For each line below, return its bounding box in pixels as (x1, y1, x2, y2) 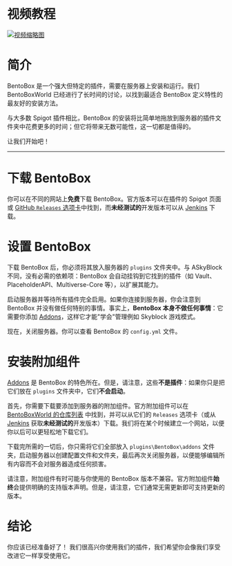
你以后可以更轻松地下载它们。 (7, 427, 92, 436)
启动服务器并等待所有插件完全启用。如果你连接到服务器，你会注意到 (7, 295, 201, 303)
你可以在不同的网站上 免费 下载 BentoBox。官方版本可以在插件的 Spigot (7, 195, 208, 203)
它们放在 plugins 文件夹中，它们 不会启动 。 (7, 387, 129, 395)
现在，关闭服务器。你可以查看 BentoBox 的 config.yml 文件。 (7, 327, 182, 335)
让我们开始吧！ (7, 136, 50, 145)
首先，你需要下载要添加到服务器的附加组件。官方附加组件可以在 (7, 401, 188, 409)
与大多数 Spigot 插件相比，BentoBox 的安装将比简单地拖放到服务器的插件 (7, 114, 215, 122)
